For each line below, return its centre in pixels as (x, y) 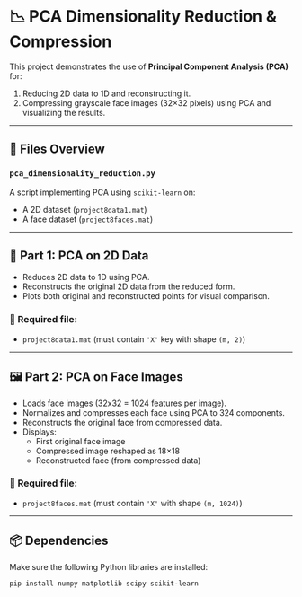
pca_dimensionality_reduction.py (82, 174)
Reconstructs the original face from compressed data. (122, 422)
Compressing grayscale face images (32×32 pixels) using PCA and (147, 102)
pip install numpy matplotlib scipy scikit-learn (104, 584)
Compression (61, 42)
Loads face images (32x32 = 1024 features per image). (124, 403)
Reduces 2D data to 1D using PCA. (86, 277)
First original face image (80, 441)
